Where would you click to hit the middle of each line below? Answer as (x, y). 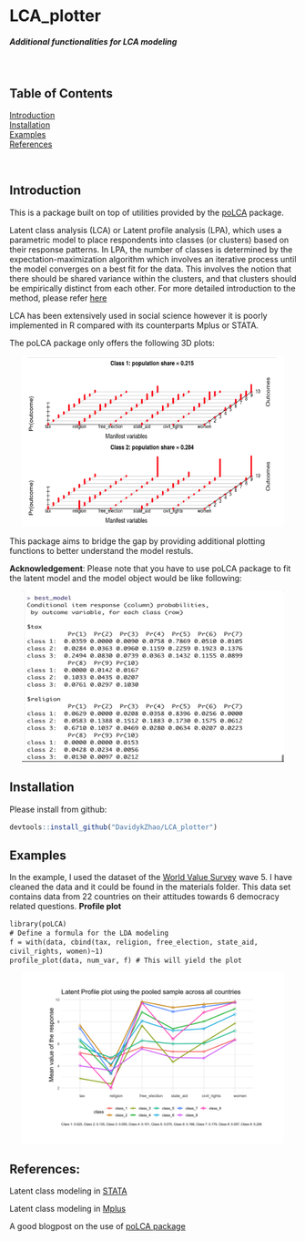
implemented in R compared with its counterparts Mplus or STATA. (134, 325)
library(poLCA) (38, 924)
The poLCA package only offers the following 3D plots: (112, 343)
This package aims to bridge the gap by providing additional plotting (137, 541)
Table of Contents (61, 93)
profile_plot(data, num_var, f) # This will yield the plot (126, 961)
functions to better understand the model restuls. (102, 550)
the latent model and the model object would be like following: (126, 578)
